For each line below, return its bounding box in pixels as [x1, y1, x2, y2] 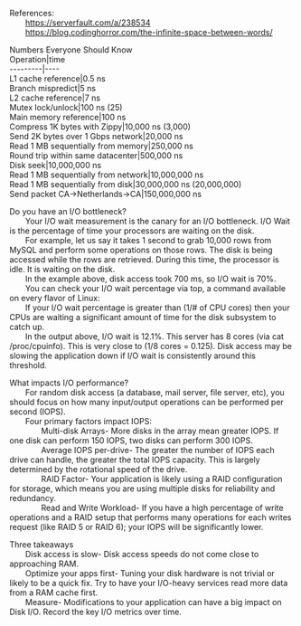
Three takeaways [9, 539, 74, 550]
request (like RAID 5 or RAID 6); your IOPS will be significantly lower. [9, 522, 264, 532]
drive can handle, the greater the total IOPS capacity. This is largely [9, 454, 260, 465]
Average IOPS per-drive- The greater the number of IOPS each [41, 445, 276, 455]
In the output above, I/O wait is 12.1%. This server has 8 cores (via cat [25, 331, 285, 342]
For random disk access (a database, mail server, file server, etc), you [25, 387, 285, 397]
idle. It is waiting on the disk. [9, 264, 116, 274]
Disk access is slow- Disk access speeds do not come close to [25, 549, 259, 559]
